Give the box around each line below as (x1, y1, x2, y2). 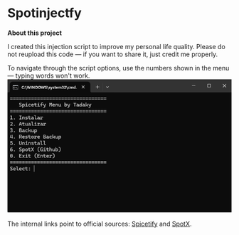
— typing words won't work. (7, 71, 90, 80)
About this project (7, 28, 63, 37)
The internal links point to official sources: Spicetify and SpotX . (7, 219, 192, 228)
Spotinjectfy (7, 5, 82, 21)
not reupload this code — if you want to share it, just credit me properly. (7, 50, 218, 58)
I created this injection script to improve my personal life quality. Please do (7, 42, 225, 51)
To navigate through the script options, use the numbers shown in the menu (7, 63, 230, 72)
